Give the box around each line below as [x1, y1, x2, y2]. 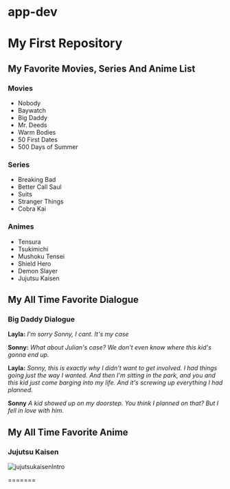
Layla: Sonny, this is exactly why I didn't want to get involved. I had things [8, 364, 218, 372]
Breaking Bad [17, 176, 56, 184]
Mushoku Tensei [17, 252, 65, 260]
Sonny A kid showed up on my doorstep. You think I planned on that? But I [8, 399, 219, 407]
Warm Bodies [17, 128, 56, 137]
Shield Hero [17, 259, 51, 268]
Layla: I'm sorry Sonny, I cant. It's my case [8, 330, 129, 339]
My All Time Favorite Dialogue [8, 294, 139, 306]
